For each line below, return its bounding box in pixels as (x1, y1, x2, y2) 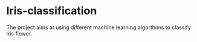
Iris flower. (6, 30, 33, 37)
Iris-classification (6, 4, 97, 18)
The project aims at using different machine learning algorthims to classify (6, 24, 192, 31)
